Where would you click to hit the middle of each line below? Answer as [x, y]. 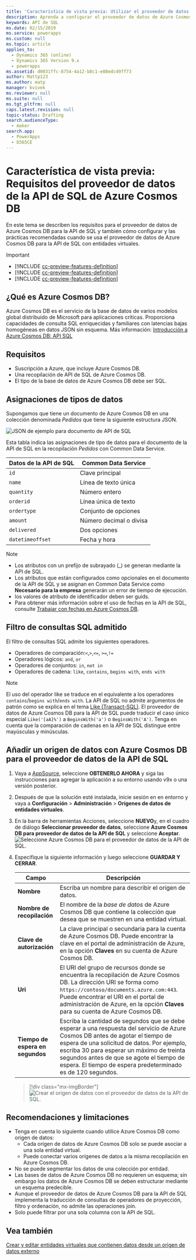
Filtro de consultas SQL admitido [66, 627]
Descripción [123, 877]
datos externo [23, 1251]
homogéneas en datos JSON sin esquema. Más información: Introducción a [97, 330]
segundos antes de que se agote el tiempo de [122, 1057]
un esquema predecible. [43, 1187]
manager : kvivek [26, 88]
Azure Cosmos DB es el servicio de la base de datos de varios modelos [92, 311]
